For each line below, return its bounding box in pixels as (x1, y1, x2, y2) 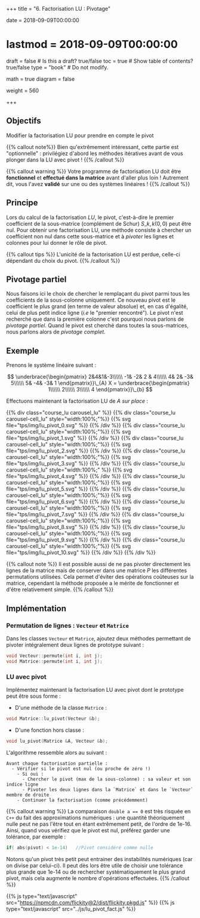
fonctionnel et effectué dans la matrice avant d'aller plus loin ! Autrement (6, 174, 189, 181)
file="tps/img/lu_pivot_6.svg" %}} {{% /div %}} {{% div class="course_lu (6, 498, 185, 505)
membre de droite (6, 792, 50, 798)
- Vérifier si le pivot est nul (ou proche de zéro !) (11, 765, 151, 771)
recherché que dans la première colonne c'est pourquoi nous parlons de (6, 315, 184, 323)
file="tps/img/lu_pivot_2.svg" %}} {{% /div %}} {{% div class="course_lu (6, 447, 186, 454)
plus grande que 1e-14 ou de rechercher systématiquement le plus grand (6, 868, 185, 876)
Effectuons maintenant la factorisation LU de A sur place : (6, 397, 148, 405)
